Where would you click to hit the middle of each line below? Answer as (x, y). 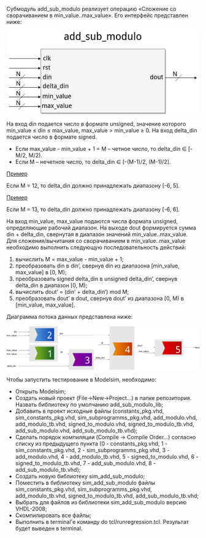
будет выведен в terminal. (49, 528)
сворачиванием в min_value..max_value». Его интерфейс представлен (97, 15)
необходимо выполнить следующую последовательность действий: (96, 247)
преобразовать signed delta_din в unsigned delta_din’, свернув (96, 279)
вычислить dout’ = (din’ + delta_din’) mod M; (72, 291)
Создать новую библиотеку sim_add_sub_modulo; (80, 476)
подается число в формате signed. (51, 137)
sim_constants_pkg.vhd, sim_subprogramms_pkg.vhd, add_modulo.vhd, (106, 417)
